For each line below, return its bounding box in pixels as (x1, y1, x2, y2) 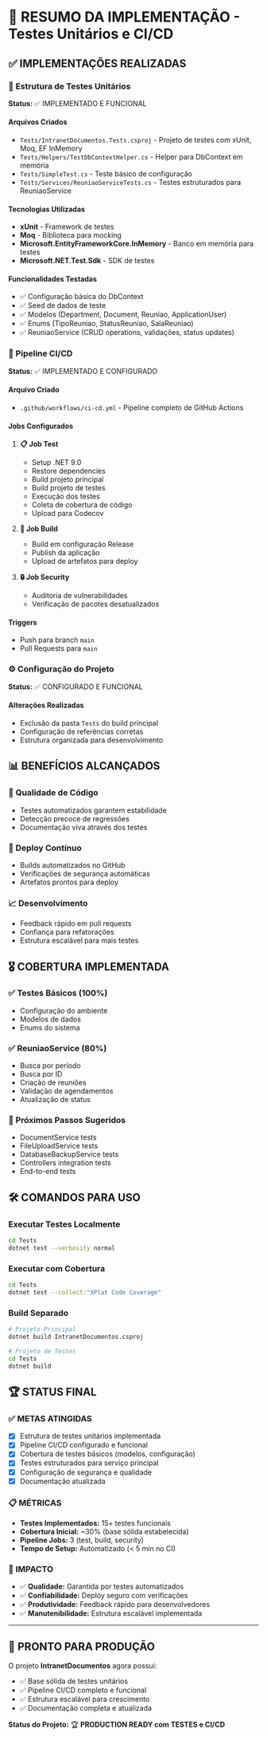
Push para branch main (19, 635, 95, 645)
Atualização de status (19, 1095, 91, 1105)
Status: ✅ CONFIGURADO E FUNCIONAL (8, 682, 143, 691)
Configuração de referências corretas (19, 727, 144, 736)
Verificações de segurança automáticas (19, 868, 151, 878)
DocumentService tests (19, 1132, 97, 1142)
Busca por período (19, 1061, 81, 1070)
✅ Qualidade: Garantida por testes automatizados (19, 1581, 184, 1591)
